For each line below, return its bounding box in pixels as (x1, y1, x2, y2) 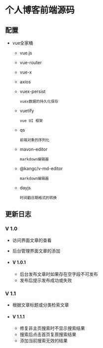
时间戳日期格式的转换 (19, 195, 57, 200)
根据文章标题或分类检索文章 (12, 302, 69, 308)
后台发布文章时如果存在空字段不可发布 (19, 271, 98, 277)
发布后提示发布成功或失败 (19, 277, 72, 283)
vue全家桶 (12, 40, 34, 46)
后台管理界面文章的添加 (12, 248, 60, 254)
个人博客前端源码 (5, 4, 75, 16)
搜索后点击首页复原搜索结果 (19, 332, 77, 338)
